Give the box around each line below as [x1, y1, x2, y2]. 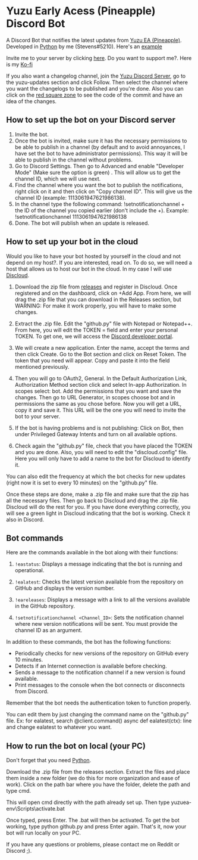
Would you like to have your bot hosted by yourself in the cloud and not [6, 252, 181, 260]
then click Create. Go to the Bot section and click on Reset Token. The [14, 350, 187, 358]
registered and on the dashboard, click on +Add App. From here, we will [14, 289, 191, 296]
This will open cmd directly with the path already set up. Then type [6, 799, 170, 806]
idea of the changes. [6, 97, 57, 105]
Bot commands [6, 533, 64, 543]
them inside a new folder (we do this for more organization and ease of [6, 775, 180, 782]
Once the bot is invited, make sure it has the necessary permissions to [14, 137, 187, 144]
